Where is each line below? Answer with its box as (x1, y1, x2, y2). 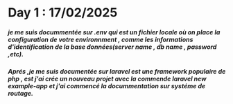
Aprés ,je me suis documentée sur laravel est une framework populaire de (8, 67, 226, 76)
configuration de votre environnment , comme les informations (8, 35, 193, 43)
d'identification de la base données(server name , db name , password (8, 43, 217, 51)
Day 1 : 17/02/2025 (8, 5, 118, 21)
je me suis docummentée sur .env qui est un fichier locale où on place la (8, 28, 221, 36)
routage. (8, 90, 34, 98)
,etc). (8, 50, 24, 58)
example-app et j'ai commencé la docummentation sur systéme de (8, 82, 206, 90)
